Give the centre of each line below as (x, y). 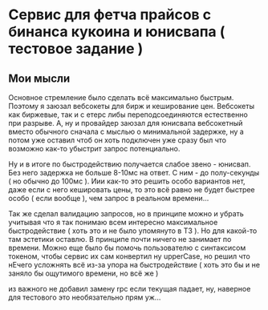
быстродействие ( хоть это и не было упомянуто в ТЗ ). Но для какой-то (133, 231)
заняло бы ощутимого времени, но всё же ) (83, 273)
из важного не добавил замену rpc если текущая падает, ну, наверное (130, 289)
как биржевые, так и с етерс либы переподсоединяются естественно (128, 115)
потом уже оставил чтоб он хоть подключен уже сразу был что (118, 140)
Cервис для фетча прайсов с (110, 15)
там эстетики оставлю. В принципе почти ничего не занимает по (120, 239)
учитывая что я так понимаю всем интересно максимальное (113, 222)
